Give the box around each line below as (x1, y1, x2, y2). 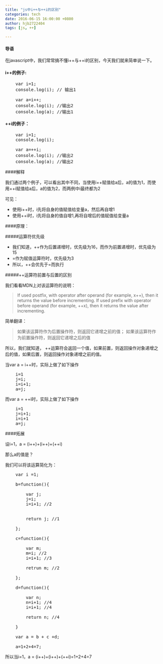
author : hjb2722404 (5, 21, 45, 26)
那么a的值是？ (5, 451, 33, 457)
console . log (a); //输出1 (15, 109, 74, 115)
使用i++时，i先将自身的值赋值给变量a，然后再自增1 (12, 206, 115, 212)
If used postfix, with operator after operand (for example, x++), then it (17, 292, 159, 298)
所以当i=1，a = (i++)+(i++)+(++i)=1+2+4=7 (5, 654, 92, 660)
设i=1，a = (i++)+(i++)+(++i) (5, 441, 63, 447)
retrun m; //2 (26, 565, 60, 571)
